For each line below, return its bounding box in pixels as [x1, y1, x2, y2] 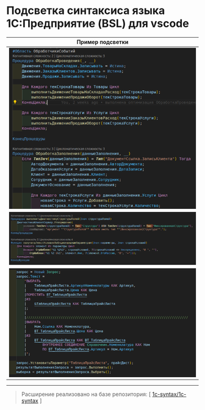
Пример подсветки [76, 38, 129, 46]
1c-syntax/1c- [152, 391, 187, 398]
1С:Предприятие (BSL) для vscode [6, 16, 189, 30]
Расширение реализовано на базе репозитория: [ [21, 391, 151, 398]
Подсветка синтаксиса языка [6, 4, 165, 18]
